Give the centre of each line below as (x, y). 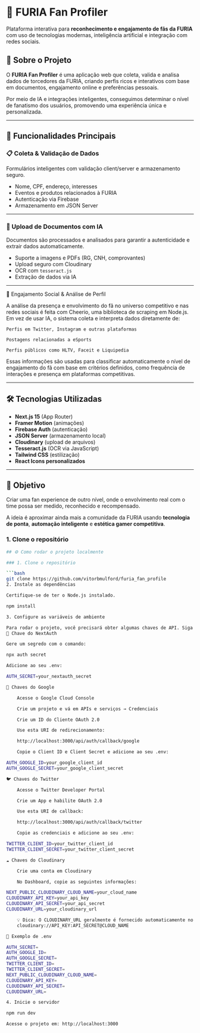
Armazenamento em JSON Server (56, 206)
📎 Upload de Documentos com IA (54, 227)
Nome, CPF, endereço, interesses (56, 187)
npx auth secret (26, 655)
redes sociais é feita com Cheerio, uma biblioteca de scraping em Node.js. (97, 312)
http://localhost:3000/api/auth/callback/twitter (80, 822)
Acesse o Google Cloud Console (56, 698)
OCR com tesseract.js (43, 270)
